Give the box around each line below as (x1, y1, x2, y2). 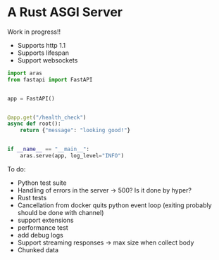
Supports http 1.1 (17, 41, 66, 49)
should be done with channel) (17, 208, 104, 216)
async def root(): (7, 120, 61, 127)
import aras (7, 70, 42, 77)
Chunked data (17, 245, 58, 254)
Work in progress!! (7, 27, 61, 36)
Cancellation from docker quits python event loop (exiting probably (17, 201, 213, 209)
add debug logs (17, 230, 63, 239)
